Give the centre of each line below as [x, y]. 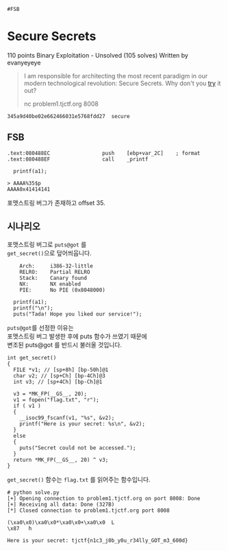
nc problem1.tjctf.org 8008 [61, 104]
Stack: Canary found [53, 278]
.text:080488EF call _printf [78, 159]
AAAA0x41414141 [29, 189]
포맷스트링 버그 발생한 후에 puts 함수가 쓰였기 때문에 [77, 336]
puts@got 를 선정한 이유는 [40, 327]
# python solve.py [33, 492]
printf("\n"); [33, 308]
